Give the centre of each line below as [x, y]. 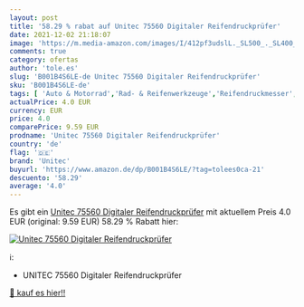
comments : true [38, 52]
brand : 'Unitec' [40, 161]
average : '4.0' [38, 187]
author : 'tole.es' [44, 69]
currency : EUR [36, 110]
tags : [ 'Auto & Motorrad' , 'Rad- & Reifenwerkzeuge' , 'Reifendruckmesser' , [153, 93]
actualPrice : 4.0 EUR [50, 102]
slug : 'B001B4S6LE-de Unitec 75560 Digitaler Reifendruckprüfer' [135, 77]
